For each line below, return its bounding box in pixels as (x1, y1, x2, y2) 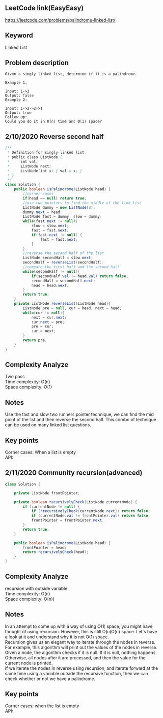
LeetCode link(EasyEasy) (5, 4, 84, 12)
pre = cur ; (31, 324, 54, 329)
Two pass (5, 374, 25, 380)
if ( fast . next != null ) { (31, 232, 82, 237)
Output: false (5, 93, 34, 98)
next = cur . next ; (31, 315, 67, 320)
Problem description (5, 59, 69, 67)
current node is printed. (5, 660, 53, 666)
